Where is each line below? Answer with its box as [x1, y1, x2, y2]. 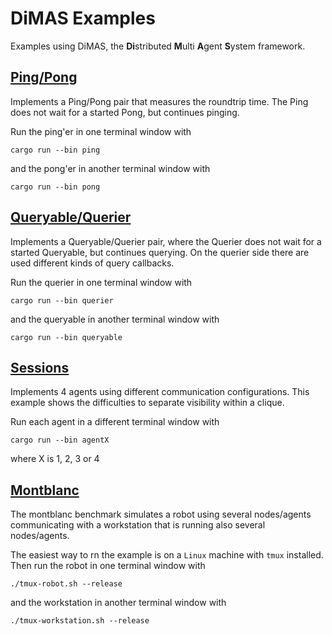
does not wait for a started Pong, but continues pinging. [10, 106, 240, 118]
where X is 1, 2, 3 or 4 [10, 453, 100, 465]
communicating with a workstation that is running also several [10, 519, 266, 531]
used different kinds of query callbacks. [10, 257, 175, 269]
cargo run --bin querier [10, 295, 114, 306]
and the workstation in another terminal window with [10, 597, 227, 609]
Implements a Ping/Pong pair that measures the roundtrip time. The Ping [10, 95, 309, 107]
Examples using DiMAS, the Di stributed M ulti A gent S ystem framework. [10, 40, 306, 52]
